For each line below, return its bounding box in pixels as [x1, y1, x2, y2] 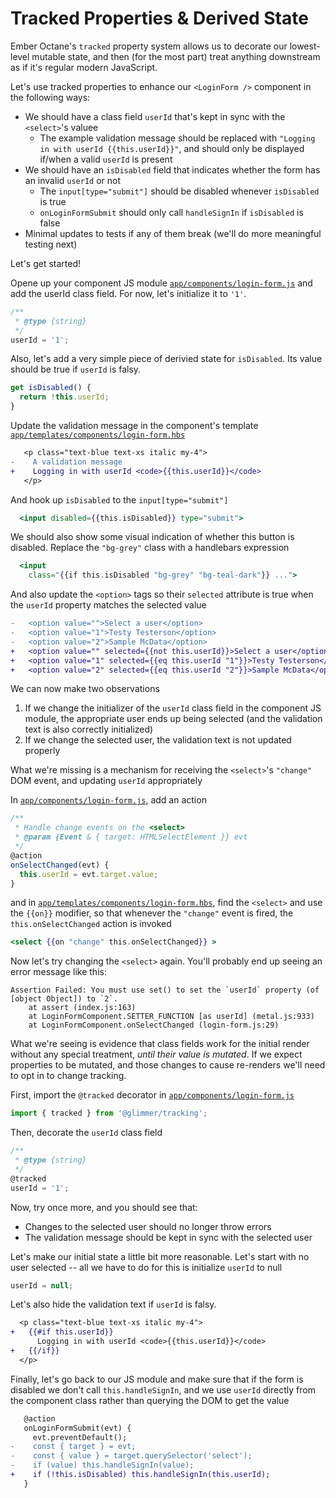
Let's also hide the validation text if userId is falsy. [10, 1298, 217, 1311]
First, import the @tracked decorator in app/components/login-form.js [10, 1089, 295, 1101]
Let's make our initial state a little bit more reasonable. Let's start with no [10, 1250, 310, 1262]
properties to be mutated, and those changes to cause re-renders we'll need [10, 1059, 326, 1071]
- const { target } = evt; [10, 1442, 137, 1452]
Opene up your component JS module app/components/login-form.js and [10, 277, 313, 289]
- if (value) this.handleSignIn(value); [10, 1460, 195, 1471]
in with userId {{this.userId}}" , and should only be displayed [39, 142, 305, 154]
